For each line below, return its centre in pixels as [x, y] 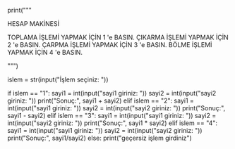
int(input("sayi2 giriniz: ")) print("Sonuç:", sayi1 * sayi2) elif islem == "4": [112, 123]
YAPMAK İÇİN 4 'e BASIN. [45, 52]
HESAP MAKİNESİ [34, 24]
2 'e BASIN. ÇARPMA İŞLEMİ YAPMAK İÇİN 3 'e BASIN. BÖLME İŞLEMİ [110, 45]
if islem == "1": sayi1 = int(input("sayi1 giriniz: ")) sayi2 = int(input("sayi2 [112, 93]
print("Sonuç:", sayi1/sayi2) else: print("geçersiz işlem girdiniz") [100, 138]
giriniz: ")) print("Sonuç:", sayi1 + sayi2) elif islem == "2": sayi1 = [101, 101]
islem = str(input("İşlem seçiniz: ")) [58, 79]
